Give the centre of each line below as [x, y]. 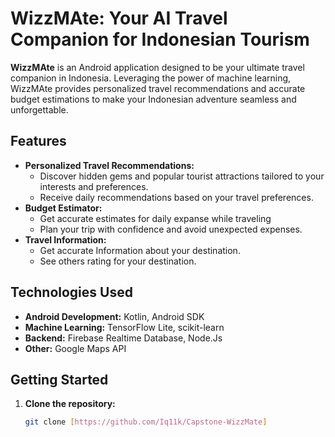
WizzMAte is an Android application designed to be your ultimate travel [157, 67]
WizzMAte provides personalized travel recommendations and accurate [158, 88]
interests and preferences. [94, 186]
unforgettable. [39, 109]
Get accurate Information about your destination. [140, 250]
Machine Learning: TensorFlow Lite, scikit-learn [124, 327]
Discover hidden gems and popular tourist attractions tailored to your [182, 176]
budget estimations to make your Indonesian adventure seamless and [153, 99]
